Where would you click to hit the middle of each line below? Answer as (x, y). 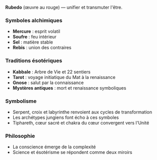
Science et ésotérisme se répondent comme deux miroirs (72, 152)
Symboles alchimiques (34, 20)
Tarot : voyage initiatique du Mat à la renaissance (64, 77)
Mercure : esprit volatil (36, 31)
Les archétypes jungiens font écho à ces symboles (66, 117)
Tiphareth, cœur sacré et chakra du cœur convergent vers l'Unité (81, 123)
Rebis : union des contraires (42, 48)
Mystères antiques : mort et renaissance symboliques (69, 88)
